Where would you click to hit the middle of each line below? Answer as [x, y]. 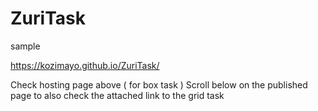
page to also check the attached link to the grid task [117, 95]
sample [25, 46]
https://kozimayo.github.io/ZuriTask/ [85, 65]
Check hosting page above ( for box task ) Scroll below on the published [159, 84]
